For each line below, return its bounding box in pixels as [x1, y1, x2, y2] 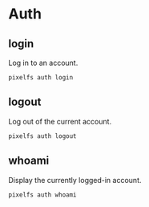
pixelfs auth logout [8, 132, 78, 140]
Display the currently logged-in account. [8, 175, 142, 185]
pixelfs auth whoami [8, 190, 78, 199]
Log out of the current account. [8, 116, 112, 126]
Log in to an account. [8, 58, 79, 67]
